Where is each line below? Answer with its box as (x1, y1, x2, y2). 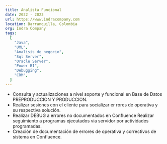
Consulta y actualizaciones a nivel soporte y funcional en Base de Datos (12, 91, 162, 97)
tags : (5, 31, 17, 36)
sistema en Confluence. (12, 133, 62, 139)
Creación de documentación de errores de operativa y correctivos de (12, 128, 157, 134)
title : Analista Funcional (5, 7, 62, 13)
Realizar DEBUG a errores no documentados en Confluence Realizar (12, 112, 154, 118)
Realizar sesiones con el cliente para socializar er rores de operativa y (12, 101, 158, 108)
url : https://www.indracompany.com (5, 17, 80, 22)
